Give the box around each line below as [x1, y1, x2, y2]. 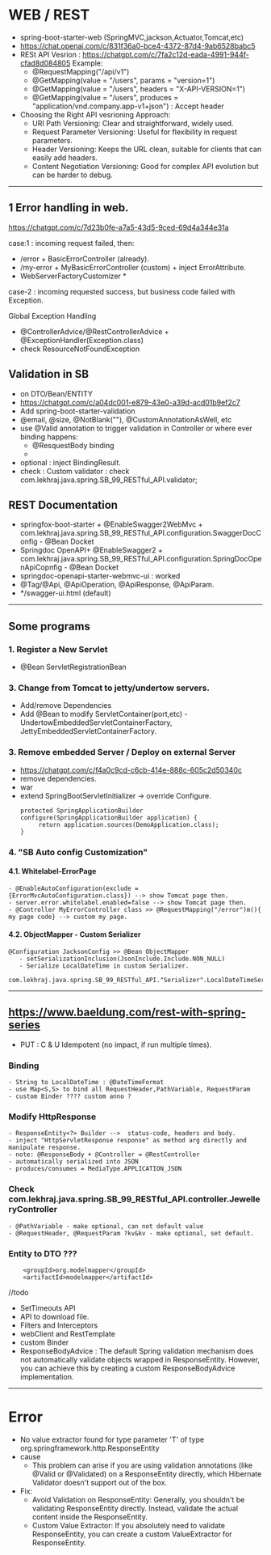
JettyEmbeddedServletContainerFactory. [19, 727, 157, 736]
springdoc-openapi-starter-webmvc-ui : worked [19, 571, 181, 581]
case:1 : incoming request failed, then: [8, 238, 135, 248]
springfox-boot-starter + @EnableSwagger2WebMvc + [19, 519, 203, 529]
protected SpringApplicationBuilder [19, 807, 144, 815]
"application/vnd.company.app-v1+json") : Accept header [31, 101, 224, 111]
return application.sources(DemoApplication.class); [38, 820, 219, 828]
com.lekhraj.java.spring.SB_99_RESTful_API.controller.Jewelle [8, 1193, 261, 1205]
